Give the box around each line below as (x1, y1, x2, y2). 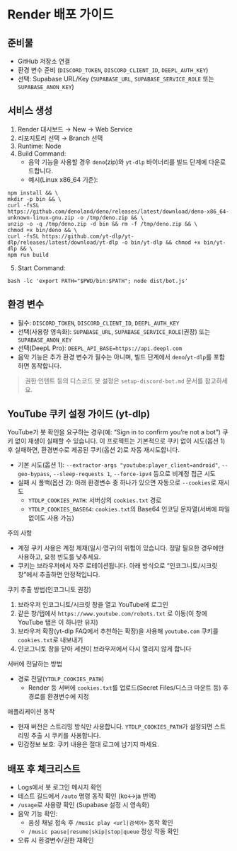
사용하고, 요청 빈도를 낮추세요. (17, 552, 101, 561)
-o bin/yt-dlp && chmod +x (121, 238, 201, 246)
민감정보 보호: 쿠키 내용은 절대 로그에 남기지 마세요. (17, 740, 159, 748)
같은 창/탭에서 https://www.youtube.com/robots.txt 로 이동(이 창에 (17, 609, 207, 618)
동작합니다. (30, 361, 62, 370)
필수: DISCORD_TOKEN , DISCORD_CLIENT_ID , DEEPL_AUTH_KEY (17, 318, 180, 327)
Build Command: (17, 149, 67, 158)
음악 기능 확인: (17, 809, 58, 818)
